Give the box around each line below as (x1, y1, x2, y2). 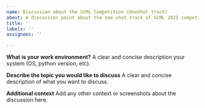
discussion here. (6, 96, 48, 104)
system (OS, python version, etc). (6, 60, 91, 67)
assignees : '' (6, 32, 43, 38)
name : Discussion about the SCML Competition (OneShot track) (6, 8, 168, 15)
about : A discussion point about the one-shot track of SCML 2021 (6, 15, 179, 21)
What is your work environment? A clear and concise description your (6, 53, 185, 61)
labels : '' (6, 25, 34, 32)
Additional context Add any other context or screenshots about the (6, 90, 176, 97)
